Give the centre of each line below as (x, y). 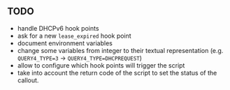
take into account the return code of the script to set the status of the (117, 73)
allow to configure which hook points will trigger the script (101, 65)
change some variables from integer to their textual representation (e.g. (120, 50)
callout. (28, 80)
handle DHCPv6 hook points (58, 28)
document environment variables (65, 43)
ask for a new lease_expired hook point (74, 36)
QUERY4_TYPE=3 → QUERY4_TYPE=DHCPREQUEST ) (79, 58)
